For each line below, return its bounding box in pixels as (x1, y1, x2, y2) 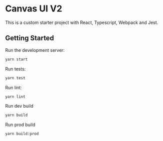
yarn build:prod (5, 132, 39, 137)
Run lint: (5, 84, 22, 90)
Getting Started (5, 34, 54, 42)
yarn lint (5, 94, 26, 99)
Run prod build (5, 122, 36, 128)
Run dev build (5, 103, 33, 109)
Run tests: (5, 66, 26, 72)
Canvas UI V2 (5, 3, 62, 14)
